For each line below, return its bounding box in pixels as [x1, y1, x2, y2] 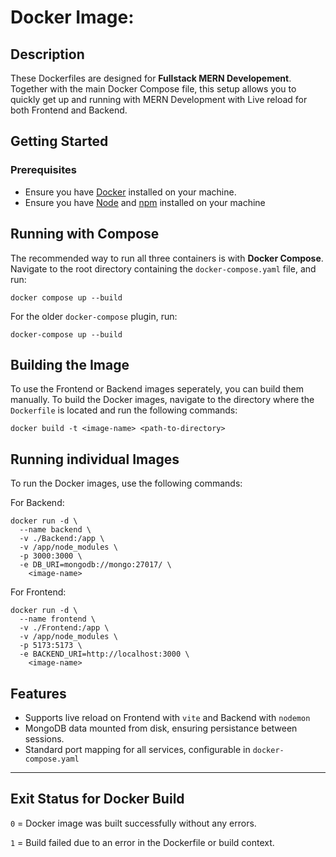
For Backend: [10, 497, 65, 509]
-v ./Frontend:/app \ [19, 623, 110, 633]
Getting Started [10, 133, 109, 150]
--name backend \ [19, 525, 92, 535]
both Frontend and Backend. [10, 104, 128, 116]
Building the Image [10, 356, 130, 373]
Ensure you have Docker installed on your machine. [24, 186, 237, 198]
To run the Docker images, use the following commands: [10, 477, 243, 490]
